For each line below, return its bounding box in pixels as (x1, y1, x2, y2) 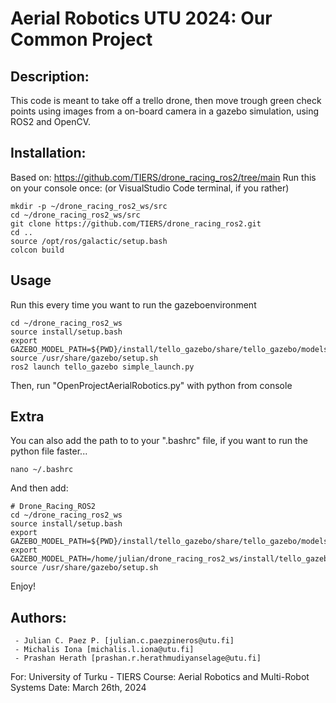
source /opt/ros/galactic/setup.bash (10, 236, 168, 246)
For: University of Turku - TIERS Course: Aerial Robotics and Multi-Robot (10, 671, 310, 683)
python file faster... (10, 445, 88, 457)
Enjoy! (10, 580, 37, 592)
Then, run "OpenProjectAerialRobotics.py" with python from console (10, 379, 293, 391)
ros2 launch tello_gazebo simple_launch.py (10, 362, 195, 372)
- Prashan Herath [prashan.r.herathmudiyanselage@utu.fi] (14, 653, 262, 664)
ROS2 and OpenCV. (10, 116, 92, 127)
